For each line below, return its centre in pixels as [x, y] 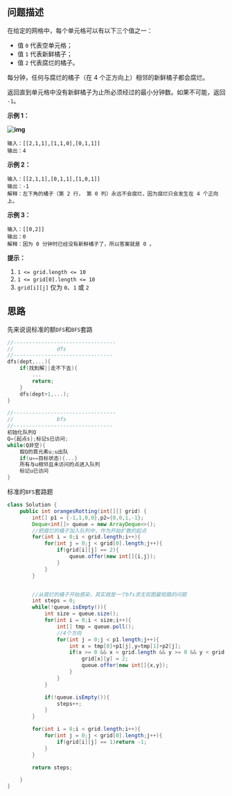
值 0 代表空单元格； [45, 45]
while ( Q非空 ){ [27, 445]
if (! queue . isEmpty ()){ [77, 697]
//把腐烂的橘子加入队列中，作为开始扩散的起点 [89, 531]
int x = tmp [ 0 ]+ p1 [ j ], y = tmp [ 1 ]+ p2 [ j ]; [125, 646]
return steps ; [52, 768]
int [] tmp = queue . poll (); [96, 627]
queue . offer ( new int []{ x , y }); [125, 666]
